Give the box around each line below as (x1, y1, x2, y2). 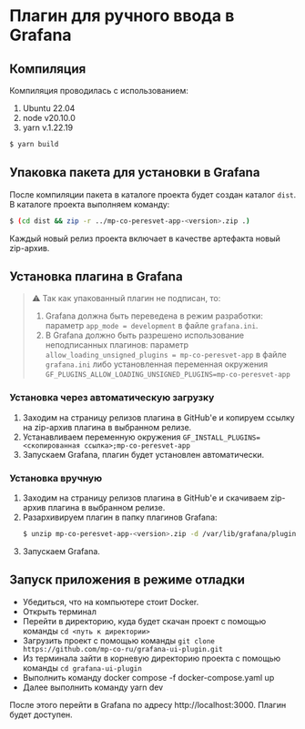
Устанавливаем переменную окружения (22, 431, 181, 442)
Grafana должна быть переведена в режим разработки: (45, 310, 264, 321)
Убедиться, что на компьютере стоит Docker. (22, 596, 199, 607)
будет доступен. (9, 709, 73, 720)
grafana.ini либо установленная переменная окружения (45, 359, 269, 370)
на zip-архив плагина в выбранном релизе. (22, 421, 192, 432)
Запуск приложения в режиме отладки (9, 572, 246, 588)
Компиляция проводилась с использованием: (9, 86, 189, 96)
